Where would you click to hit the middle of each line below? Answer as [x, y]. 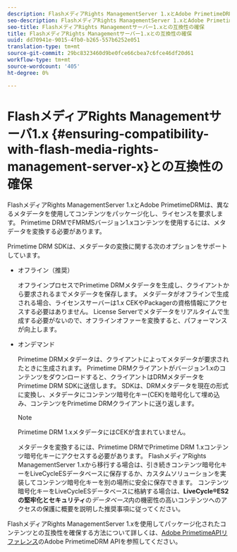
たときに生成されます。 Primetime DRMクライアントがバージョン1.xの [119, 368]
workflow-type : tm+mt [39, 60]
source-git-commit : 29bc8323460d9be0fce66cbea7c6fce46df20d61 [101, 54]
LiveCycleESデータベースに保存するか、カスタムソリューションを [125, 474]
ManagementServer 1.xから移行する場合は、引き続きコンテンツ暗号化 [119, 465]
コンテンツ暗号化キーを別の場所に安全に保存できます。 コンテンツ [133, 482]
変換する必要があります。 [68, 232]
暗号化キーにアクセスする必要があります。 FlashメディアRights [115, 456]
